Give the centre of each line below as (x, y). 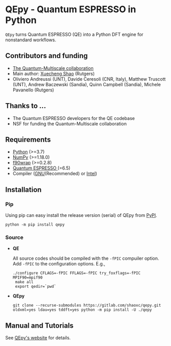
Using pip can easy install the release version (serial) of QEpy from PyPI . (81, 215)
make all (24, 282)
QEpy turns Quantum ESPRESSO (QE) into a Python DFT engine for (74, 34)
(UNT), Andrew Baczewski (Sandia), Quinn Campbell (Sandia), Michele (87, 84)
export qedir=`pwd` (36, 287)
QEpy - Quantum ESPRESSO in (71, 9)
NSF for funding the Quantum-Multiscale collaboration (70, 123)
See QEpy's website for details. (38, 338)
